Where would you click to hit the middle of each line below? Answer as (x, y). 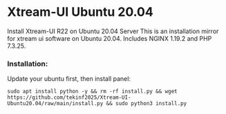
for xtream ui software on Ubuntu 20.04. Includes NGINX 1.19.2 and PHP (110, 38)
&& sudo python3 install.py (147, 104)
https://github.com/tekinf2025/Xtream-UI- (69, 97)
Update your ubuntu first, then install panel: (69, 79)
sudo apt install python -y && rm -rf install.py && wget (92, 92)
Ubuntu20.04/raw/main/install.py (55, 104)
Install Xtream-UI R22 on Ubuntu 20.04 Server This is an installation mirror (113, 31)
